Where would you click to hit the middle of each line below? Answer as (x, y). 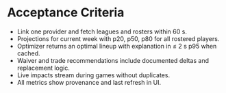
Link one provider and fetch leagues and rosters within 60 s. (102, 31)
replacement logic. (43, 68)
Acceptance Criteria (66, 13)
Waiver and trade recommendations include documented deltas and (113, 60)
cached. (28, 53)
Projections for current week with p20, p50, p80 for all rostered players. (118, 38)
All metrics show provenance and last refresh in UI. (89, 82)
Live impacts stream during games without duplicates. (93, 75)
